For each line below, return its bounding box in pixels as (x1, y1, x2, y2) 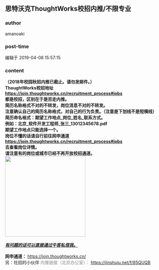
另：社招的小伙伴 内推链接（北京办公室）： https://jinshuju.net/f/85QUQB (5, 260, 151, 266)
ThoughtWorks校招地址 (5, 85, 54, 91)
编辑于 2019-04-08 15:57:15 (5, 54, 61, 60)
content (5, 67, 24, 74)
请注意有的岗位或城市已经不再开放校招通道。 (5, 151, 95, 157)
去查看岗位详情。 (5, 144, 40, 150)
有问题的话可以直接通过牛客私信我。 (5, 242, 78, 248)
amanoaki (5, 31, 25, 37)
